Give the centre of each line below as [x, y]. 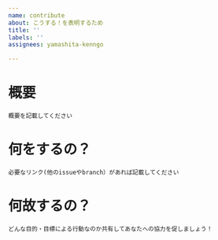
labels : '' [26, 37]
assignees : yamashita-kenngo [56, 45]
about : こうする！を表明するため [56, 23]
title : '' [24, 30]
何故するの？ [50, 206]
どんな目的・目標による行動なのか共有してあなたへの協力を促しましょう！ [111, 229]
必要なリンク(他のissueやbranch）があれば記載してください [94, 172]
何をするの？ [50, 150]
